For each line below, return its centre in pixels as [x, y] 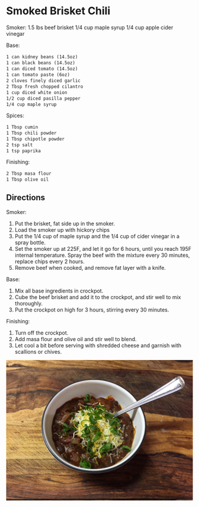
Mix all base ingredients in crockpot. [59, 291]
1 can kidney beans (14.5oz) [42, 57]
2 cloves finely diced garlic [44, 81]
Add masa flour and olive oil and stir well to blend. [76, 339]
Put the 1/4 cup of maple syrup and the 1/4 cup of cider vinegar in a [97, 236]
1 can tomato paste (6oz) [38, 75]
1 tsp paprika [24, 151]
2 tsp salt [20, 145]
